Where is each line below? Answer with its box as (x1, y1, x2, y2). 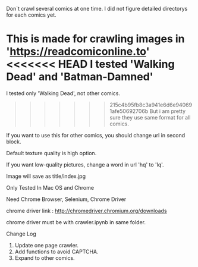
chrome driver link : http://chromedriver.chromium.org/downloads (6, 207, 168, 214)
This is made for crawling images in (6, 32, 186, 46)
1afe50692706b (109, 107, 149, 115)
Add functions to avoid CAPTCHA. (14, 248, 99, 255)
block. (6, 138, 22, 145)
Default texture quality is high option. (6, 149, 97, 156)
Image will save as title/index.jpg (6, 172, 86, 180)
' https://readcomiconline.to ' (6, 45, 150, 58)
